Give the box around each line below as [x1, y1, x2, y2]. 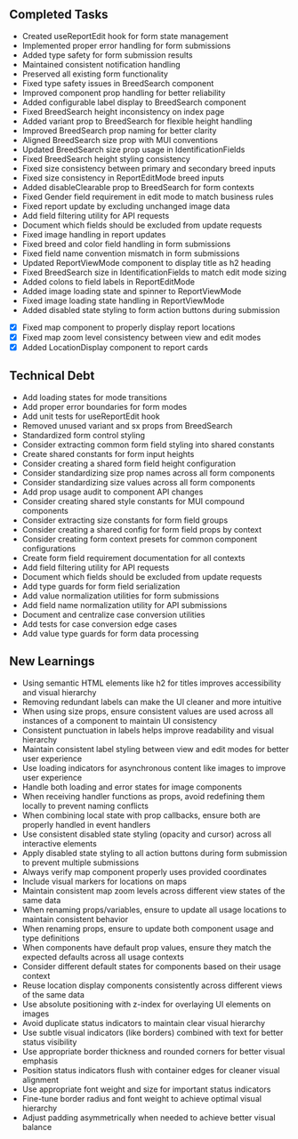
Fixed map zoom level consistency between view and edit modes [21, 332, 262, 342]
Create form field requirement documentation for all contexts [21, 552, 246, 563]
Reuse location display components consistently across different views [21, 980, 283, 991]
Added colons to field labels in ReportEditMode [21, 276, 196, 287]
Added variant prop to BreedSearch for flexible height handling [21, 116, 253, 126]
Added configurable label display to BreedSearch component [21, 97, 246, 108]
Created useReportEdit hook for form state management [21, 30, 229, 41]
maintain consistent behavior [21, 913, 129, 924]
